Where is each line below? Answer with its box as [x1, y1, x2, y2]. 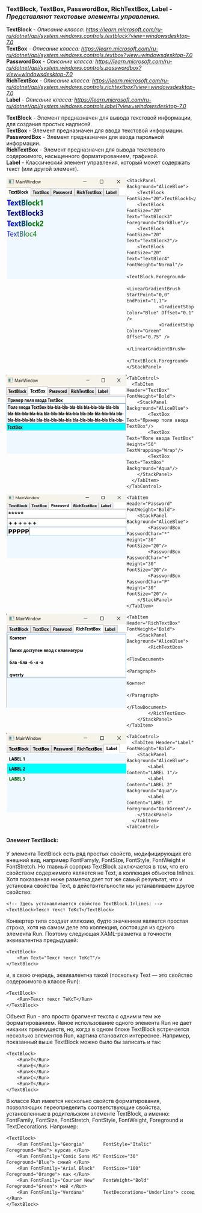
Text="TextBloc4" [126, 256, 170, 262]
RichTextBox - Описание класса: [6, 77, 91, 84]
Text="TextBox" [126, 459, 165, 466]
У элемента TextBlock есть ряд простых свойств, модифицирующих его [6, 850, 192, 857]
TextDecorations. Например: [6, 1123, 78, 1130]
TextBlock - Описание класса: [6, 26, 85, 33]
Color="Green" [126, 328, 162, 334]
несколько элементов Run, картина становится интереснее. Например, [6, 1031, 191, 1039]
